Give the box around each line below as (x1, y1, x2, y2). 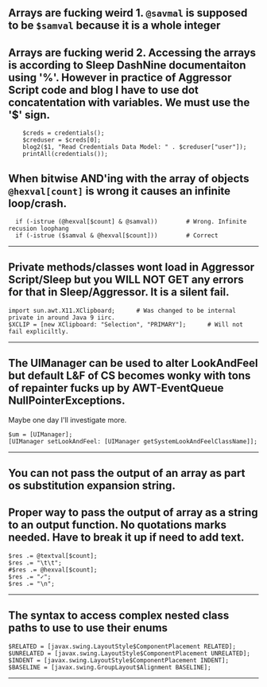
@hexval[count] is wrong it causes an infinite (8, 184, 231, 197)
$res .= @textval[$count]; (8, 552, 98, 560)
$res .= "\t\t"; (8, 559, 62, 567)
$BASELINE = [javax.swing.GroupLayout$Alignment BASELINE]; (8, 663, 212, 671)
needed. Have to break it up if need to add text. (8, 531, 245, 545)
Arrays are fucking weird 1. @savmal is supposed (8, 6, 248, 20)
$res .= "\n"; (8, 580, 56, 587)
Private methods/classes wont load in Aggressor (8, 260, 255, 274)
